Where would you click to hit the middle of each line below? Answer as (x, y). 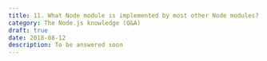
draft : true (28, 30)
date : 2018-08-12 (37, 38)
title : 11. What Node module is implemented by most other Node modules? (134, 15)
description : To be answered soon (66, 45)
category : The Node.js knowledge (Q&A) (75, 23)
